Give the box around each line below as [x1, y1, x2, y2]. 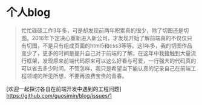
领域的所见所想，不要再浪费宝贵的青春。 [26, 72, 128, 80]
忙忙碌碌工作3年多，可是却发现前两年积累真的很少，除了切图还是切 [21, 27, 189, 34]
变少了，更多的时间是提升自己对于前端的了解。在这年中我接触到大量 [21, 49, 191, 56]
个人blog [6, 5, 51, 19]
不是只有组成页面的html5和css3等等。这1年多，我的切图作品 [42, 42, 192, 49]
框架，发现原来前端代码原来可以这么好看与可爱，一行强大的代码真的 [26, 57, 197, 64]
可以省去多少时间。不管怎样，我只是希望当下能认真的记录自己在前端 [21, 64, 191, 72]
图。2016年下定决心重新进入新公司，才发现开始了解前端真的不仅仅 [21, 34, 187, 41]
